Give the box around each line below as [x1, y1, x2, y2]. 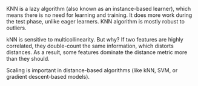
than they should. [6, 55, 50, 62]
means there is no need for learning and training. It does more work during [6, 11, 193, 19]
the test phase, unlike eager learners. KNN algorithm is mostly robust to [6, 18, 185, 25]
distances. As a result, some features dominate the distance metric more [6, 49, 188, 56]
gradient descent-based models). [6, 73, 90, 80]
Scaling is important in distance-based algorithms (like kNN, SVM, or [6, 67, 178, 74]
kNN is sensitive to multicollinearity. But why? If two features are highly [6, 36, 183, 43]
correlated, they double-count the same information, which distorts [6, 42, 174, 49]
